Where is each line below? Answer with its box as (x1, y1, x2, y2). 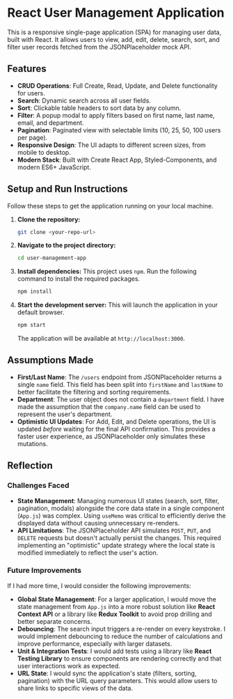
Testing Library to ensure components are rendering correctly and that (17, 654, 222, 663)
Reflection (7, 460, 54, 472)
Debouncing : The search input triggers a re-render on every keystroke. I (17, 624, 226, 633)
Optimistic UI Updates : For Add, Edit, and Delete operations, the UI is (17, 417, 217, 426)
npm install (17, 288, 52, 295)
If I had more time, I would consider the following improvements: (7, 581, 191, 590)
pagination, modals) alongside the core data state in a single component (17, 504, 225, 512)
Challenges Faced (7, 481, 70, 491)
